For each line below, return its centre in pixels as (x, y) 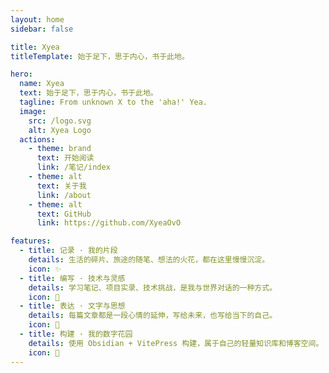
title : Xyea (35, 47)
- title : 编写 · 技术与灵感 (72, 278)
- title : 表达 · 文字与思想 (72, 306)
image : (33, 111)
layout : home (37, 19)
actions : (37, 139)
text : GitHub (64, 214)
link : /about (64, 195)
